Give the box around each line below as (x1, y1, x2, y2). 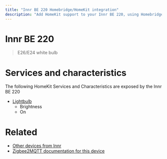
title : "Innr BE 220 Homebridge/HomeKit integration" (5, 7, 119, 12)
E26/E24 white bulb (17, 50, 58, 56)
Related (5, 126, 37, 138)
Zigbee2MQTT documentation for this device (12, 148, 105, 154)
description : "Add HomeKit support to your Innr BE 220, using (5, 12, 139, 17)
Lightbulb (12, 98, 32, 104)
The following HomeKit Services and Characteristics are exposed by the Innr (5, 83, 162, 89)
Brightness (19, 104, 42, 110)
